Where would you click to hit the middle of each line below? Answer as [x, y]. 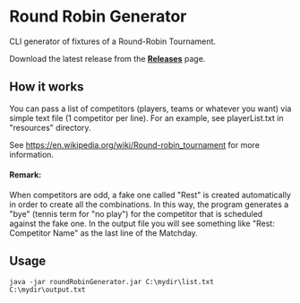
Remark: [26, 175]
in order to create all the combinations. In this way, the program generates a [149, 204]
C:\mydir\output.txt [48, 290]
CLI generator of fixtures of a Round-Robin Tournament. [113, 41]
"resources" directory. [50, 127]
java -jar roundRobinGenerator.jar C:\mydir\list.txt [112, 281]
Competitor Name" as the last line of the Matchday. [104, 233]
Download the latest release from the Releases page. [107, 58]
